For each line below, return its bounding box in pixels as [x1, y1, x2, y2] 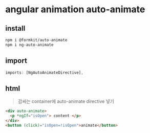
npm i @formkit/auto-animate [5, 37, 68, 42]
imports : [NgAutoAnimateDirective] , [5, 70, 83, 75]
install [5, 24, 26, 33]
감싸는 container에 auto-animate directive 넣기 [17, 98, 114, 104]
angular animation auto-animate [5, 4, 145, 15]
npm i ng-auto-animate [5, 42, 54, 47]
